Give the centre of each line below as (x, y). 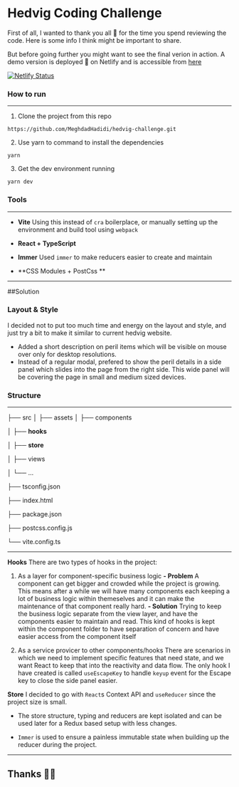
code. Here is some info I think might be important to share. (94, 40)
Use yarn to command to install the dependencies (91, 142)
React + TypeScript (47, 243)
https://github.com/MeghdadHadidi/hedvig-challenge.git (92, 130)
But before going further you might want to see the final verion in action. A (116, 54)
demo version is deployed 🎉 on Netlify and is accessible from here (105, 61)
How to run (27, 94)
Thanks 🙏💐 (32, 774)
